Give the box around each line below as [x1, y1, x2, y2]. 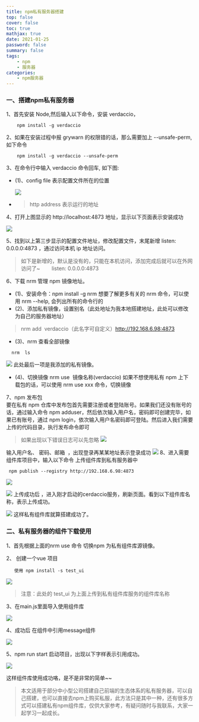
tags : [6, 53, 20, 59]
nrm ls [11, 350, 31, 356]
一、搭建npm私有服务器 [6, 96, 74, 104]
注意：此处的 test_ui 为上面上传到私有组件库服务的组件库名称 [20, 590, 170, 597]
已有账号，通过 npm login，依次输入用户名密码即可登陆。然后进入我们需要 [11, 416, 194, 423]
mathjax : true [6, 31, 42, 37]
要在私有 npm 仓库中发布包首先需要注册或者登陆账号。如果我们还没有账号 [6, 401, 187, 408]
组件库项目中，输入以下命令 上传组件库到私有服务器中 [6, 457, 138, 464]
